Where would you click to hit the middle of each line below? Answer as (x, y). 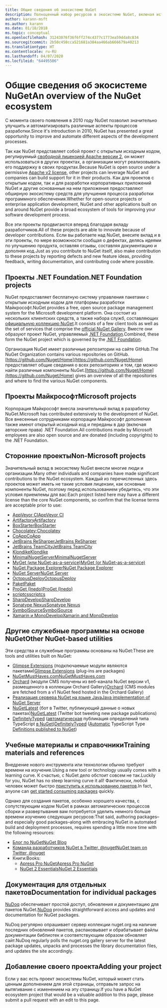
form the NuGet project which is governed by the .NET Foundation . (74, 339)
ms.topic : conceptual (28, 33)
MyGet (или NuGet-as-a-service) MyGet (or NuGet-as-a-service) (79, 562)
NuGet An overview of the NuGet (73, 96)
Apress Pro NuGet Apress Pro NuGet (57, 863)
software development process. (38, 215)
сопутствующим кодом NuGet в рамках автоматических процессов (78, 806)
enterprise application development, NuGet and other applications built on (81, 204)
